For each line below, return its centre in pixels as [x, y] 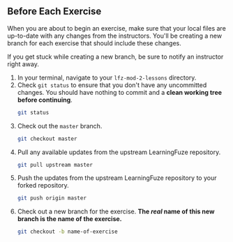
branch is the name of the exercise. [69, 219]
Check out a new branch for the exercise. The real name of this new [116, 211]
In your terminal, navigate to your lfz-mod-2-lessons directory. [107, 77]
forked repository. [43, 186]
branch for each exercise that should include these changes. [94, 43]
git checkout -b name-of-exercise [67, 232]
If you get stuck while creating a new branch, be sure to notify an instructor [115, 56]
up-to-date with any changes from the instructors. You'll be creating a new [114, 36]
